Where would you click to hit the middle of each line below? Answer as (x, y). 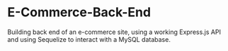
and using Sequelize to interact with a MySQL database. (89, 39)
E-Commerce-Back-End (79, 12)
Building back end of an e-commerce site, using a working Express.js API (114, 32)
